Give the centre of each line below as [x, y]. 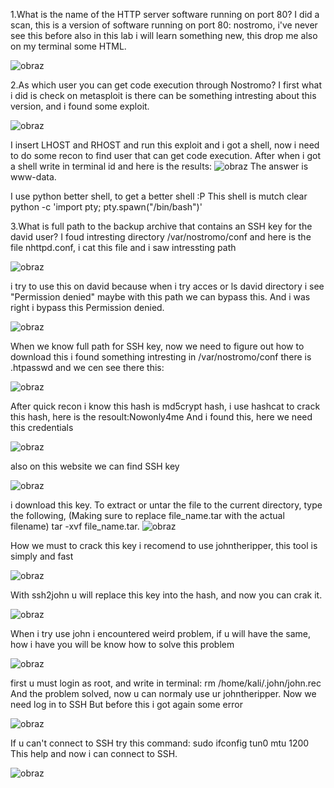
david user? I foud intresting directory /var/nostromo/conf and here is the [161, 237]
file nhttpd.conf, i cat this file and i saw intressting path [123, 247]
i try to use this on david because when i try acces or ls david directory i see [167, 286]
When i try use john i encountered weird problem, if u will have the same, [160, 633]
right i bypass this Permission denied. [87, 307]
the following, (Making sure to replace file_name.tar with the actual [147, 515]
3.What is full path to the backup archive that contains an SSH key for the [161, 226]
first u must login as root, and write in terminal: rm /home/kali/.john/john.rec [166, 683]
